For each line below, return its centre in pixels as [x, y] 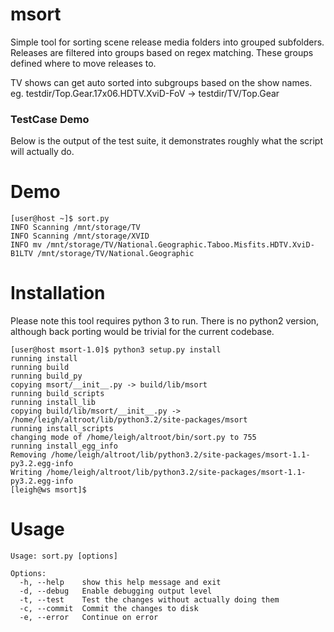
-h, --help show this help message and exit [120, 583]
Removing [28, 455]
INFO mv [26, 245]
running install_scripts [62, 429]
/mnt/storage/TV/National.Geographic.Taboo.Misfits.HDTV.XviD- [180, 245]
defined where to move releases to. [83, 63]
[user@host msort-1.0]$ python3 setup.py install [116, 350]
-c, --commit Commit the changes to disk [109, 609]
